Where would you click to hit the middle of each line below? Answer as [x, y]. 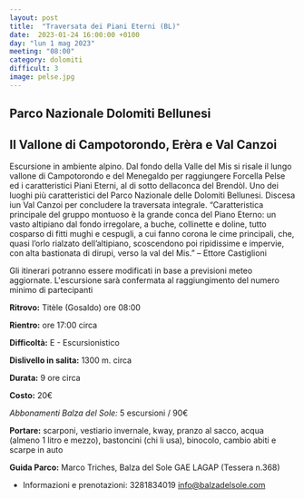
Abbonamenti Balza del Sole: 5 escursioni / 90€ [99, 413]
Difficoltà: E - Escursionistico [64, 342]
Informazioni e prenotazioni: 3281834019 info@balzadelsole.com [144, 484]
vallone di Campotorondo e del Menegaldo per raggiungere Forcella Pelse [147, 176]
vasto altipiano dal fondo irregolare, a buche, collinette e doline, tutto [138, 224]
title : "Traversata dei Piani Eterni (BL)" [95, 26]
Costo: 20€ [31, 395]
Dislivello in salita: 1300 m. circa [71, 360]
